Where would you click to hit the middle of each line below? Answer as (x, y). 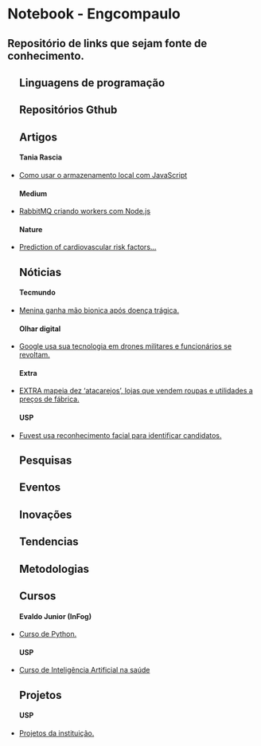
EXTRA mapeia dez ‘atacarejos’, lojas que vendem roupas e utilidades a (136, 391)
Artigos (38, 137)
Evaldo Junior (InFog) (55, 616)
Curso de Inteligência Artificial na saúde (84, 670)
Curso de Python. (48, 634)
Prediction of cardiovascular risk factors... (88, 247)
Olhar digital (40, 329)
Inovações (45, 514)
